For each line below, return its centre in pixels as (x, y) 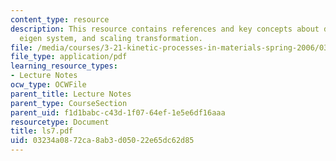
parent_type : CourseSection (69, 103)
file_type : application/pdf (69, 57)
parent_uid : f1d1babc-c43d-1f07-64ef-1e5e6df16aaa (118, 112)
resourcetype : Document (60, 122)
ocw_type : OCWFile (48, 85)
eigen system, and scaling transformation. (111, 38)
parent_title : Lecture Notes (71, 94)
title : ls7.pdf (42, 131)
